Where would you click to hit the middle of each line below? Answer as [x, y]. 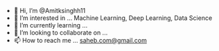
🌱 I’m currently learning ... [51, 25]
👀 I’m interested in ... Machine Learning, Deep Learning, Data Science [113, 18]
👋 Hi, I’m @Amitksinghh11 [50, 11]
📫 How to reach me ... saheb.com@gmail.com [80, 40]
